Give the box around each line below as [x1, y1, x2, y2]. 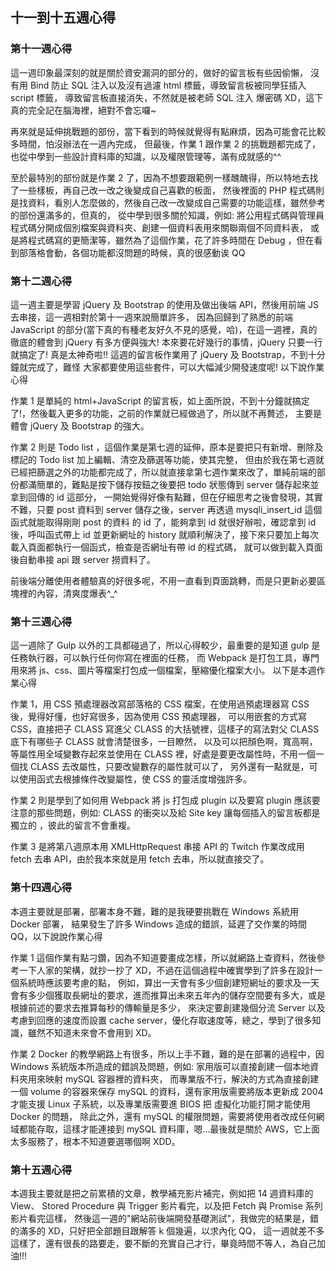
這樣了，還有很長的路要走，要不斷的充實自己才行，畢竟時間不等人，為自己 [10, 1237, 317, 1249]
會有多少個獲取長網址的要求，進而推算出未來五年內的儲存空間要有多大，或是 [10, 989, 326, 1001]
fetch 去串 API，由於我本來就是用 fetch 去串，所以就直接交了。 [10, 853, 270, 865]
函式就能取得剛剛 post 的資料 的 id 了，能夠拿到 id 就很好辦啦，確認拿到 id [10, 516, 317, 528]
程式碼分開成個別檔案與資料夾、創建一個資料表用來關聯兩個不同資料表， [10, 221, 308, 233]
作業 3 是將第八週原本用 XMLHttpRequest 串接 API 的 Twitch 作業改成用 [10, 841, 305, 853]
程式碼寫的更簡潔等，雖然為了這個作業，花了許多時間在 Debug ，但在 [27, 234, 315, 246]
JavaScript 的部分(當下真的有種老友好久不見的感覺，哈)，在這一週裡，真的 [10, 323, 318, 335]
